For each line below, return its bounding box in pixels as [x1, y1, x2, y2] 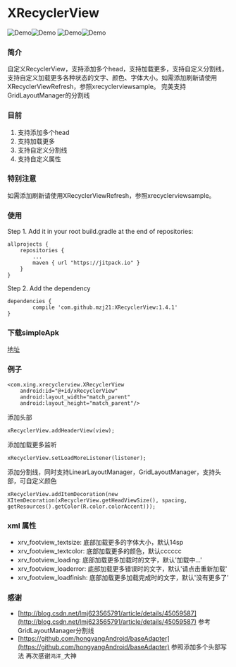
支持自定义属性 [17, 154, 61, 163]
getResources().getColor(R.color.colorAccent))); [7, 503, 156, 510]
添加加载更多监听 [7, 440, 57, 449]
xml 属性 [7, 521, 37, 531]
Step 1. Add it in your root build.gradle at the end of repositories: [7, 228, 194, 236]
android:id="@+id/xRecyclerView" [20, 387, 118, 394]
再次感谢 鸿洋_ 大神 [25, 651, 77, 660]
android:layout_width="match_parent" [20, 394, 131, 401]
